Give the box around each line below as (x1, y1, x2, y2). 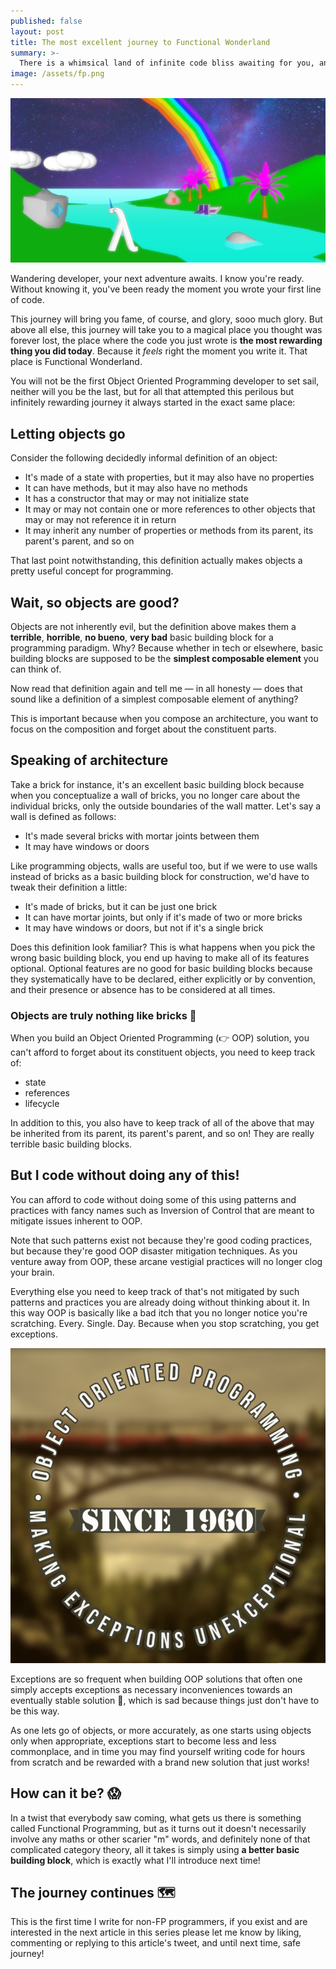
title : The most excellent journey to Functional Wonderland (10, 37, 271, 47)
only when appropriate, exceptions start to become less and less (10, 1735, 277, 1747)
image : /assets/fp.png (10, 69, 105, 79)
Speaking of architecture (10, 752, 169, 769)
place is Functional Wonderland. (10, 356, 143, 368)
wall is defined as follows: (10, 810, 117, 822)
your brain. (10, 1266, 55, 1278)
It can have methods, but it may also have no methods (24, 482, 248, 494)
